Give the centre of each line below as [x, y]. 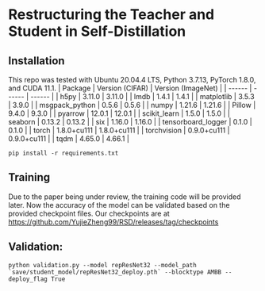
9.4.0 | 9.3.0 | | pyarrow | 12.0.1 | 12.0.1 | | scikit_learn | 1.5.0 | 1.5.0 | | [119, 113]
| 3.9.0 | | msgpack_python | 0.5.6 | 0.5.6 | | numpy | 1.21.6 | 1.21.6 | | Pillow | [132, 105]
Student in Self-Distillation [97, 31]
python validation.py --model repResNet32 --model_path [102, 265]
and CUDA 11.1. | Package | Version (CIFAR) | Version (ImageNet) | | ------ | [130, 88]
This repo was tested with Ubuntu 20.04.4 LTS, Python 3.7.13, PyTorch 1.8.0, [132, 80]
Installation [36, 61]
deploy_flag [28, 279]
